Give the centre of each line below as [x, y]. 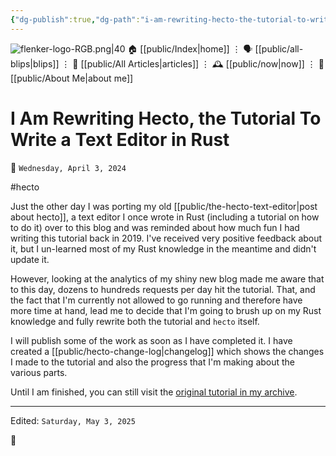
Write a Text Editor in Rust [120, 139]
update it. [30, 259]
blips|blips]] [35, 63]
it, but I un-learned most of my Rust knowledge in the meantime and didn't [163, 248]
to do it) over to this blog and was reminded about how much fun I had [155, 227]
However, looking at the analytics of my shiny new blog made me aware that [167, 278]
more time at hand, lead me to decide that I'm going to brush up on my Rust [166, 310]
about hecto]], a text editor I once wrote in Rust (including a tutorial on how [165, 217]
